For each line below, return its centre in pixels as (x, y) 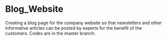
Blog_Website (34, 9)
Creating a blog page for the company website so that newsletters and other (83, 23)
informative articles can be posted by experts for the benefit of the (74, 28)
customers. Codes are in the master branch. (50, 33)
